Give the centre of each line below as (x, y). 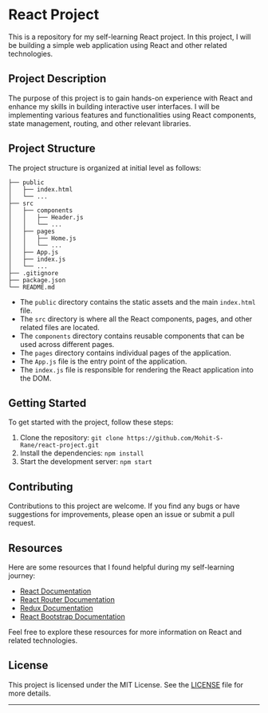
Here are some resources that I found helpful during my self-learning (122, 567)
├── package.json (37, 280)
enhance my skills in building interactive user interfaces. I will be (114, 106)
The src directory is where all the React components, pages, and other (136, 319)
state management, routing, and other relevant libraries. (100, 123)
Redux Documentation (56, 608)
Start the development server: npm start (86, 462)
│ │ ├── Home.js (43, 238)
